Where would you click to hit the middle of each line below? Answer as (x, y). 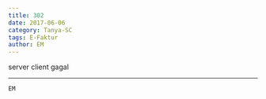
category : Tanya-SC (40, 30)
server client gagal (39, 67)
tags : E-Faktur (33, 37)
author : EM (26, 45)
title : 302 (26, 15)
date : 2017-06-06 (37, 23)
